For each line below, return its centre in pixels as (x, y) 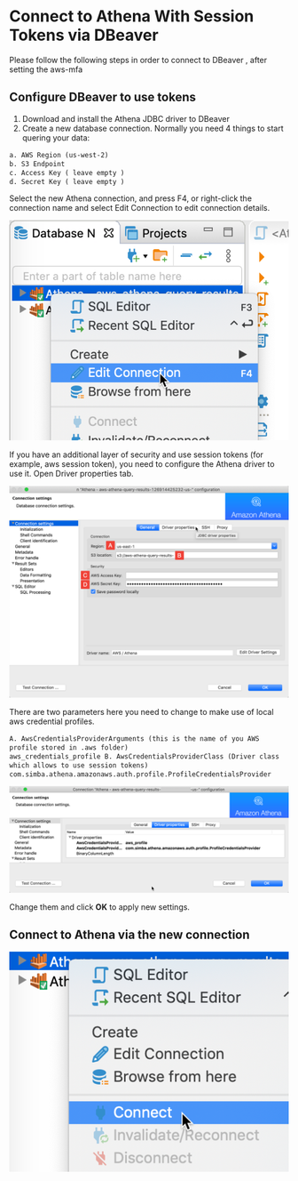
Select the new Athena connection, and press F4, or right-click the (131, 198)
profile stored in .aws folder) (69, 748)
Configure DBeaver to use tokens (103, 97)
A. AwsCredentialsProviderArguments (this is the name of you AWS (134, 739)
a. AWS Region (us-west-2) (59, 155)
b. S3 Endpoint (37, 164)
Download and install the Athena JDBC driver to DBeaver (126, 118)
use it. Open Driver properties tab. (72, 474)
